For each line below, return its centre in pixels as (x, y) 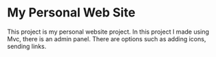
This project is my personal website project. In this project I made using (108, 32)
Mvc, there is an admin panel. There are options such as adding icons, (107, 38)
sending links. (27, 46)
